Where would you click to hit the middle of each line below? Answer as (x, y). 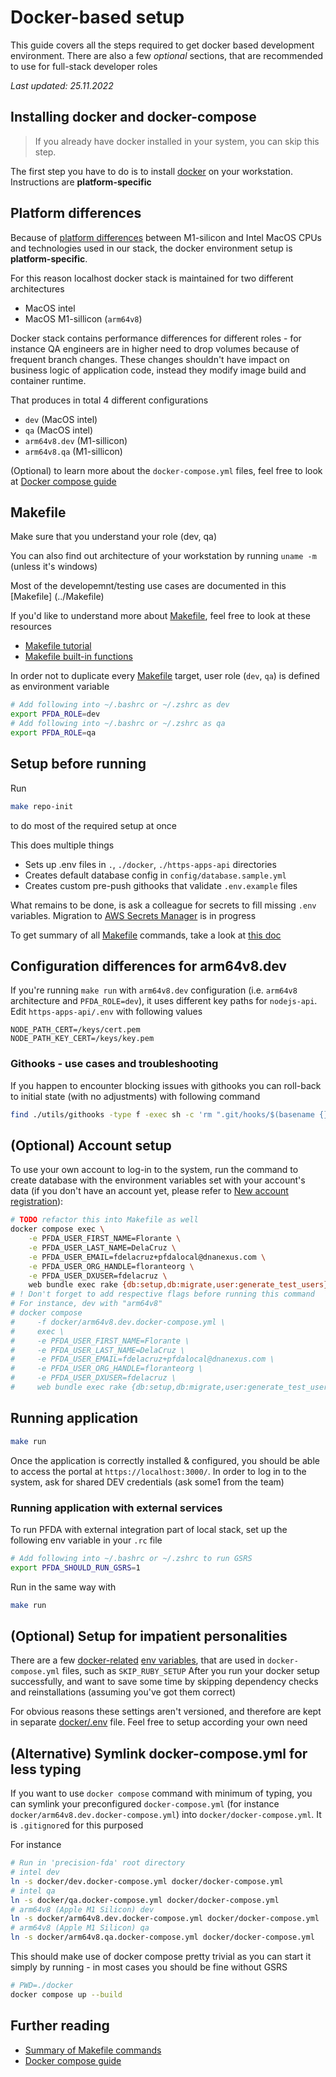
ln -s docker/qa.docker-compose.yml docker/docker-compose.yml (145, 1900)
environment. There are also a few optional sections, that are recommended (167, 55)
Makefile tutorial (58, 646)
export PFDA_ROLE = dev (55, 714)
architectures (37, 288)
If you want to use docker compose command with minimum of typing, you (161, 1793)
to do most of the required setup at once (93, 825)
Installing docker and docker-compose (133, 117)
